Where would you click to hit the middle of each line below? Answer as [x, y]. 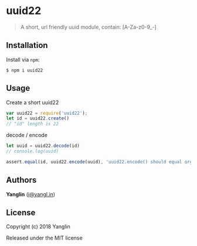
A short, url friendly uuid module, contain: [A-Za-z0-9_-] [88, 27]
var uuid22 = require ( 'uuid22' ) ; [47, 113]
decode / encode [27, 135]
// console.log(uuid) [33, 151]
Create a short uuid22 [33, 102]
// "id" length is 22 [33, 124]
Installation [27, 45]
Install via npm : [23, 59]
